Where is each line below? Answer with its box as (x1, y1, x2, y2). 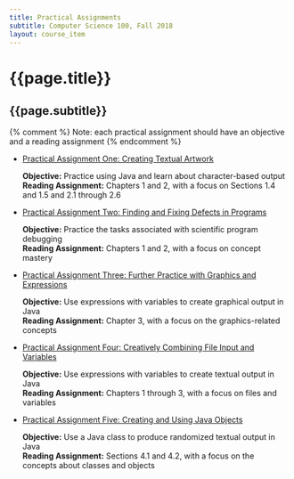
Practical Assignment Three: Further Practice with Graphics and (21, 270, 257, 280)
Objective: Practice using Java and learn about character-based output (21, 171, 285, 182)
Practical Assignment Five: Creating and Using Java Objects (21, 415, 243, 426)
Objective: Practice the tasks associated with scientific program (21, 224, 258, 235)
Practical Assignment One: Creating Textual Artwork (21, 153, 214, 165)
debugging (21, 233, 62, 245)
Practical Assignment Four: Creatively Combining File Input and (21, 342, 255, 353)
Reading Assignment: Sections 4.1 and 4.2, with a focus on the (21, 451, 255, 461)
